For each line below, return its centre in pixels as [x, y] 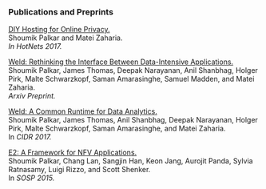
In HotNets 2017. [35, 46]
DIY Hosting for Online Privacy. [59, 30]
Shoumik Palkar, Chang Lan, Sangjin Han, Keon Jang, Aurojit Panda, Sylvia [131, 161]
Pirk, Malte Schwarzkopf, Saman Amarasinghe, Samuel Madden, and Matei [131, 79]
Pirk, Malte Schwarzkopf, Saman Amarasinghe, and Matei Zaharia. [117, 129]
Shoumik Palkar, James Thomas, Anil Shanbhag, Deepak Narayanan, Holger [133, 120]
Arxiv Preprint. [32, 96]
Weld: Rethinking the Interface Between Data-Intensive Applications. [121, 62]
